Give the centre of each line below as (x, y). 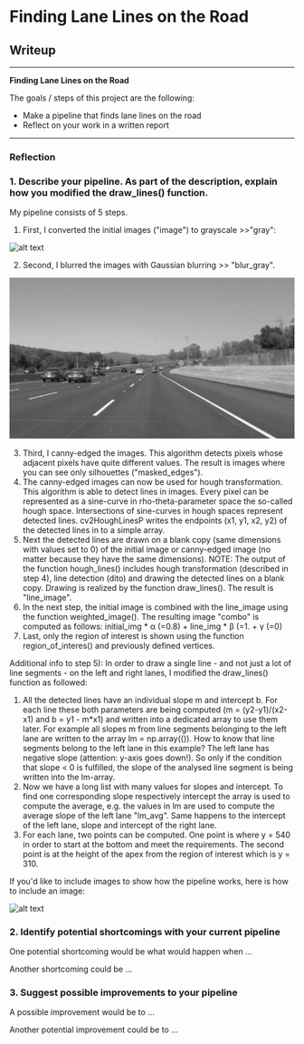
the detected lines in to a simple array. (94, 530)
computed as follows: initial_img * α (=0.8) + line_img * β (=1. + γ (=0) (152, 626)
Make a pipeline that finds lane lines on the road (112, 116)
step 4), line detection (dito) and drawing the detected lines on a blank (153, 578)
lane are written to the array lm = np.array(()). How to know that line (148, 738)
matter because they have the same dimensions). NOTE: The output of (154, 558)
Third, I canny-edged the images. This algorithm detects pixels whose (152, 453)
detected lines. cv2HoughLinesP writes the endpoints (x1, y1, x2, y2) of (155, 520)
